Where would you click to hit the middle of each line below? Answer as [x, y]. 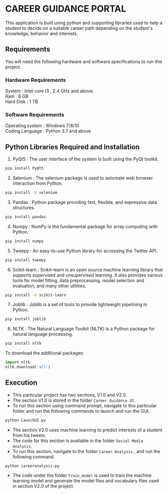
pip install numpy [24, 241]
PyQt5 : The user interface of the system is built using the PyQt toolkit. [86, 159]
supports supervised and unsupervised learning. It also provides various [88, 275]
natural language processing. [43, 334]
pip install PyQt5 [24, 169]
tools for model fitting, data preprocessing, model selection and [78, 280]
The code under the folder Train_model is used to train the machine [82, 475]
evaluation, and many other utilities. [49, 286]
